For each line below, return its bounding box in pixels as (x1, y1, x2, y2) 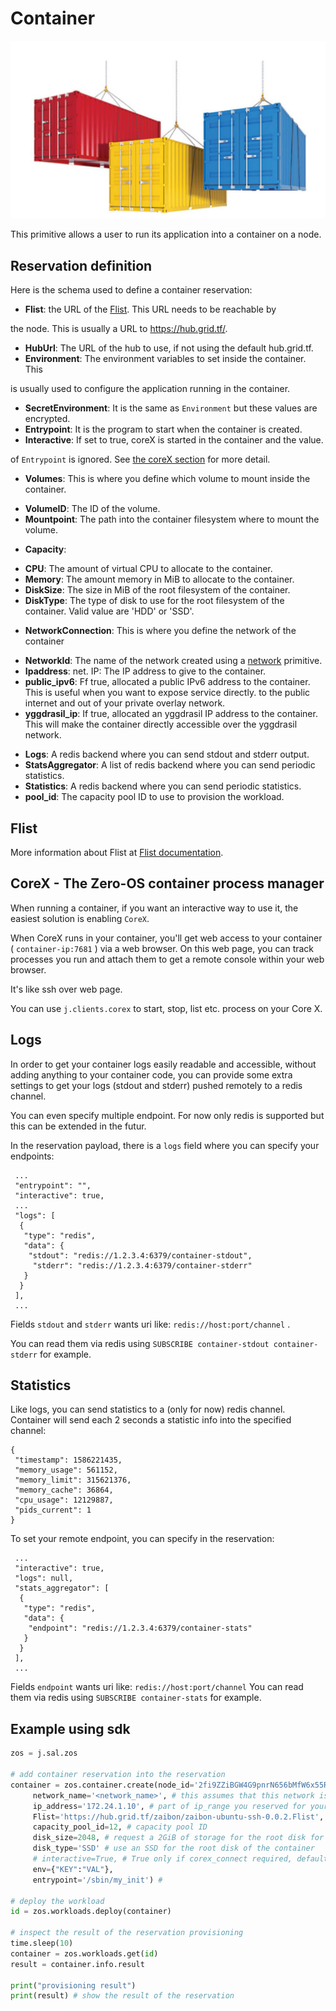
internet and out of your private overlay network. (24, 697, 226, 709)
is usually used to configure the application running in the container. (10, 383, 291, 395)
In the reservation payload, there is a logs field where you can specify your (10, 1139, 320, 1151)
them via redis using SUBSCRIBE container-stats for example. (10, 1692, 262, 1704)
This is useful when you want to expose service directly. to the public (24, 687, 311, 699)
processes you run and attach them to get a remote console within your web (10, 953, 325, 965)
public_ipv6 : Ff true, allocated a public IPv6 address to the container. (24, 676, 311, 688)
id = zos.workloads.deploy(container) (10, 1907, 172, 1917)
